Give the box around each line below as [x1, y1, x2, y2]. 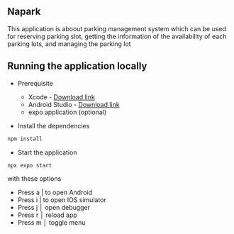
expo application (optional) [28, 108, 107, 116]
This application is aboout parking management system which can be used [7, 24, 227, 33]
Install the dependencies [17, 121, 90, 130]
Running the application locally [7, 60, 147, 72]
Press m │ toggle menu [17, 218, 87, 227]
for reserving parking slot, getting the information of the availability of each [7, 32, 227, 40]
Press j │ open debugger [17, 204, 91, 212]
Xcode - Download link [28, 92, 96, 101]
